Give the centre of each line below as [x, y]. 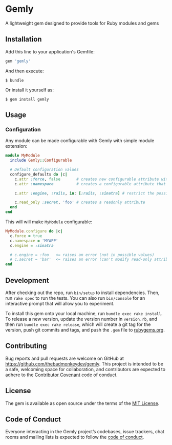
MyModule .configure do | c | [34, 231]
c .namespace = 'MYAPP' [34, 241]
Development [27, 280]
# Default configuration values [45, 170]
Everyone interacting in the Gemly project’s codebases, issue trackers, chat [85, 432]
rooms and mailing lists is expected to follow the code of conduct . [75, 437]
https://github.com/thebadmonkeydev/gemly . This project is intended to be [84, 364]
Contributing [26, 346]
